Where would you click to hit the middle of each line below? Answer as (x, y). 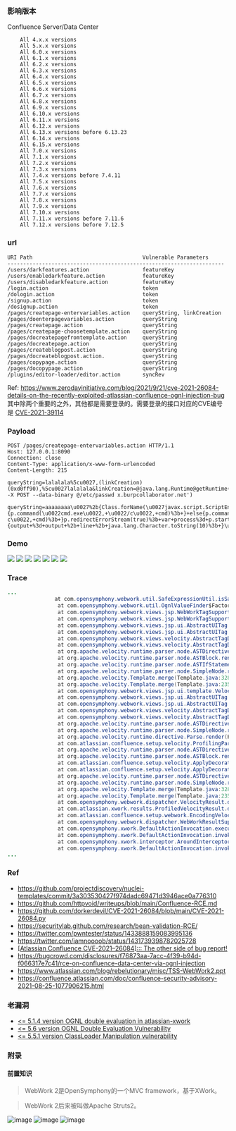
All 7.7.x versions (48, 194)
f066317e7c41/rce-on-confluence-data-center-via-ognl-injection (111, 963)
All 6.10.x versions (50, 114)
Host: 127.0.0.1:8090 (39, 452)
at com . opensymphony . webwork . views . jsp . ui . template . (136, 691)
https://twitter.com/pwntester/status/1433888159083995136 (105, 933)
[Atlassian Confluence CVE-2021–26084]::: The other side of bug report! (123, 948)
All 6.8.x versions (48, 102)
